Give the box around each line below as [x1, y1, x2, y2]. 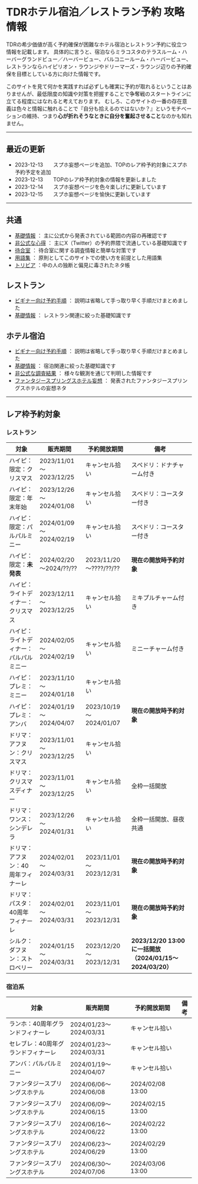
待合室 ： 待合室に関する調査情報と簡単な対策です [14, 246, 137, 254]
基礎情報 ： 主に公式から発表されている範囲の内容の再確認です [14, 231, 168, 239]
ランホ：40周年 [9, 1020, 52, 1028]
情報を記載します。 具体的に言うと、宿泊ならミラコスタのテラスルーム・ [6, 48, 183, 55]
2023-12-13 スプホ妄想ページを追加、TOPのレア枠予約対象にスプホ [14, 161, 187, 168]
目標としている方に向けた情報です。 [16, 70, 104, 77]
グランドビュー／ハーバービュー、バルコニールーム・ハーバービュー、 [21, 56, 192, 63]
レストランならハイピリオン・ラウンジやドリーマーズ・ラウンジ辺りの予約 [6, 63, 187, 70]
